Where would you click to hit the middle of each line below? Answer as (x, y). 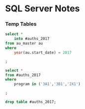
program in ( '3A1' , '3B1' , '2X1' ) (47, 84)
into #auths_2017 (32, 39)
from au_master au (24, 43)
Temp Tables (21, 24)
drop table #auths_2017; (31, 102)
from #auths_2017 (23, 75)
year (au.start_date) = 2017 (43, 52)
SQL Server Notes (42, 9)
